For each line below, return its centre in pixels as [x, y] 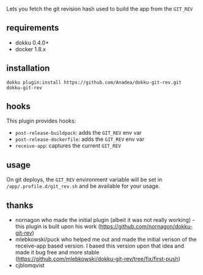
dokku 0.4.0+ [32, 43]
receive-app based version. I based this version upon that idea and [100, 246]
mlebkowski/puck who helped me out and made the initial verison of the [106, 240]
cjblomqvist [30, 265]
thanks [20, 205]
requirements [33, 28]
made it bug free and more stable [57, 252]
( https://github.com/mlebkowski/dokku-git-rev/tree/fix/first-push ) [98, 259]
